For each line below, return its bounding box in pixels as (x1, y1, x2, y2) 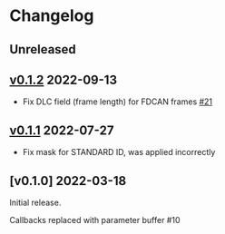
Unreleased (9, 42, 77, 57)
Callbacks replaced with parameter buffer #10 (9, 215, 181, 226)
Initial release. (9, 197, 62, 209)
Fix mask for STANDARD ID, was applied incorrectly (22, 147, 216, 158)
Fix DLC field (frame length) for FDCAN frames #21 (22, 96, 213, 107)
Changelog (9, 5, 94, 26)
